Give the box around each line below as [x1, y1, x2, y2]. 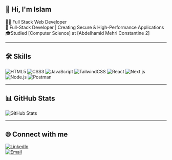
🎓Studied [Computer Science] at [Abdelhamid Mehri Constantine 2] [5, 30, 150, 36]
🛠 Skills [5, 52, 32, 61]
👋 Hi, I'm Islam [5, 5, 52, 14]
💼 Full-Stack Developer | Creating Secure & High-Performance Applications [5, 24, 164, 30]
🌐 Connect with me [5, 130, 68, 138]
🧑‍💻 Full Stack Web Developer [5, 18, 67, 25]
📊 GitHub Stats [5, 94, 55, 103]
